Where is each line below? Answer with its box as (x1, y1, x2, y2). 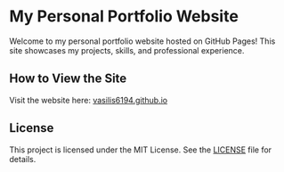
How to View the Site (9, 71, 127, 86)
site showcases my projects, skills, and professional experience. (9, 45, 245, 55)
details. (9, 153, 37, 164)
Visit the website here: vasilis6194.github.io (9, 94, 167, 105)
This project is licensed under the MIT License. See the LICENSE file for (9, 144, 272, 155)
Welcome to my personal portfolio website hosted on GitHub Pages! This (9, 36, 276, 46)
